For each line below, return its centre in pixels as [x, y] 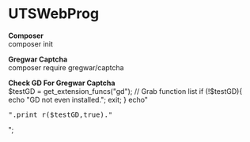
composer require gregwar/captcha [66, 67]
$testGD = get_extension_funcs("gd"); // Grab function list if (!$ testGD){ [125, 91]
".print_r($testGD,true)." [61, 114]
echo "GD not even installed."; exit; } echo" [78, 99]
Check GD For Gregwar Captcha [62, 83]
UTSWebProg [54, 14]
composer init [31, 43]
